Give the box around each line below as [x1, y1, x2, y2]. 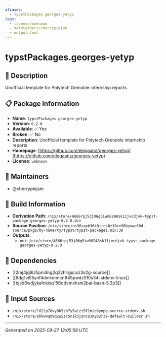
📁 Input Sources [5, 294, 55, 303]
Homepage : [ [12, 147, 40, 153]
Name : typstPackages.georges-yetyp [12, 115, 87, 121]
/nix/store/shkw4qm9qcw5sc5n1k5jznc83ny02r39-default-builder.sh [12, 314, 150, 319]
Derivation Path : [12, 213, 46, 219]
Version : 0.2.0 [12, 120, 43, 127]
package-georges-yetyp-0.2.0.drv [12, 218, 82, 223]
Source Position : [12, 223, 47, 229]
